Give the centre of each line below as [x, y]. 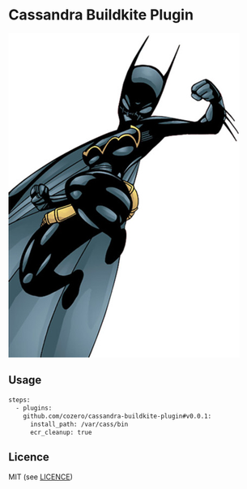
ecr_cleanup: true [61, 432]
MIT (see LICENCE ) [40, 477]
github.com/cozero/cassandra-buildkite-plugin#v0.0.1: [117, 416]
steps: [19, 400]
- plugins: [34, 408]
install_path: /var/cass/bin [79, 424]
